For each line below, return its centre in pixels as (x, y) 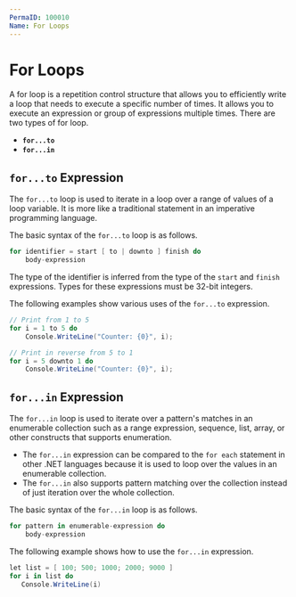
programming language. (53, 218)
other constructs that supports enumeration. (90, 438)
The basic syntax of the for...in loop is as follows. (103, 510)
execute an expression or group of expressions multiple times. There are (143, 113)
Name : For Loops (39, 26)
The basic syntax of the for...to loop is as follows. (103, 235)
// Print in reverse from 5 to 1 (71, 353)
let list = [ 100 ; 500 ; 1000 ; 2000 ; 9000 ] (91, 568)
